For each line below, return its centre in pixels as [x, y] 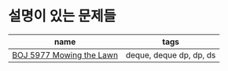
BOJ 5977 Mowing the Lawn [65, 54]
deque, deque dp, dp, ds [171, 54]
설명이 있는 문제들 [62, 16]
